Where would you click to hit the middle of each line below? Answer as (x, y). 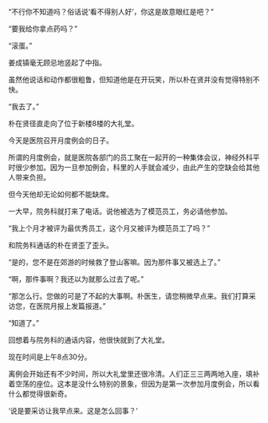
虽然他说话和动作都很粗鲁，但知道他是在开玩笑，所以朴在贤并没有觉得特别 (130, 79)
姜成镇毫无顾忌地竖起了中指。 (57, 63)
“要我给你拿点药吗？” (43, 29)
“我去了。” (24, 107)
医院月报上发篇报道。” (71, 306)
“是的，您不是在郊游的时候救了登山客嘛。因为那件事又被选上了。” (114, 262)
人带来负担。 (29, 177)
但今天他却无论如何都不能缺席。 (61, 194)
